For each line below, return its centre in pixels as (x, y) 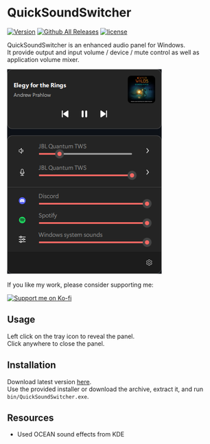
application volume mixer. (43, 59)
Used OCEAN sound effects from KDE (71, 434)
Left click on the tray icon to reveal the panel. (71, 336)
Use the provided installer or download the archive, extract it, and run (105, 389)
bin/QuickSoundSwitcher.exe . (48, 396)
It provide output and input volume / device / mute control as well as (103, 52)
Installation (32, 365)
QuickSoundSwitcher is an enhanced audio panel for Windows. (96, 45)
